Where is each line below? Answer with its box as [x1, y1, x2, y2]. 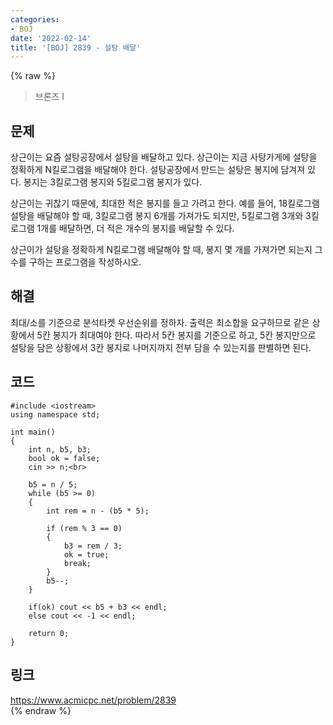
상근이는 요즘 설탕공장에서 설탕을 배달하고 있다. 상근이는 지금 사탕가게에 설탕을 [10, 151, 318, 163]
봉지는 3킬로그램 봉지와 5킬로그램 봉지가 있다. [23, 176, 203, 188]
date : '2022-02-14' [10, 33, 92, 43]
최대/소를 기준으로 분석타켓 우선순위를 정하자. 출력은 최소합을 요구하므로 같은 [10, 316, 310, 328]
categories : [10, 14, 60, 25]
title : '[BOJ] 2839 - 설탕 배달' [10, 42, 142, 53]
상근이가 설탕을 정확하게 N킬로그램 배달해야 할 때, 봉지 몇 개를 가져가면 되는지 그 [10, 244, 323, 256]
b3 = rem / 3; [63, 541, 123, 551]
